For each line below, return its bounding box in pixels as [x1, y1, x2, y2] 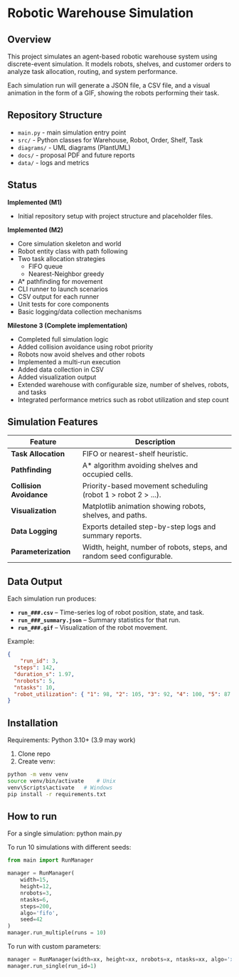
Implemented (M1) [7, 198, 63, 206]
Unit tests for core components [17, 300, 110, 308]
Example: [7, 637, 35, 645]
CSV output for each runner [17, 292, 100, 300]
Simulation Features [7, 416, 98, 428]
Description [134, 437, 176, 447]
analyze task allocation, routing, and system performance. [7, 68, 178, 75]
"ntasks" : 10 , [14, 684, 55, 691]
